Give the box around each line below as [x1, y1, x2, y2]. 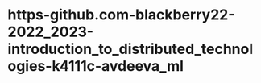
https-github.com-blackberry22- [7, 6, 235, 24]
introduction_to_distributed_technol [7, 40, 254, 58]
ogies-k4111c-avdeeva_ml [7, 57, 184, 76]
